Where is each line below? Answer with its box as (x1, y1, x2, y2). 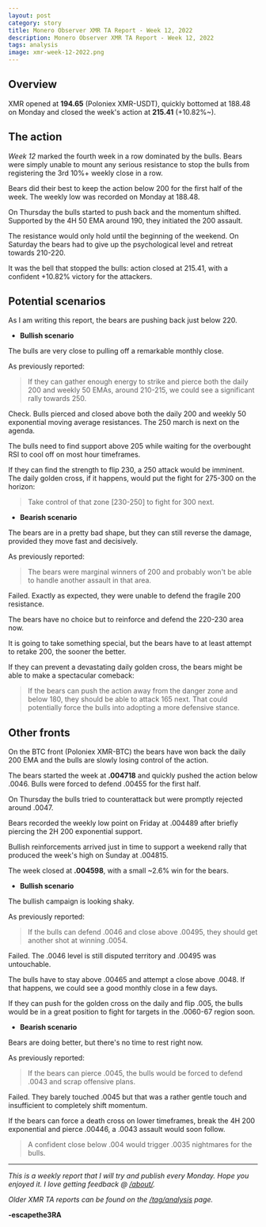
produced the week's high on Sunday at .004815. (8, 850, 169, 860)
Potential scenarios (8, 295, 106, 308)
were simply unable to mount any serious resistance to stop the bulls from (8, 159, 249, 169)
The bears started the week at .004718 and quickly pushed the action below (8, 770, 258, 781)
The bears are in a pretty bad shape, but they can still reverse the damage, (8, 528, 252, 537)
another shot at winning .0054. (27, 936, 128, 946)
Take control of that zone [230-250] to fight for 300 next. (27, 497, 215, 507)
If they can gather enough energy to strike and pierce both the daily (27, 377, 249, 387)
